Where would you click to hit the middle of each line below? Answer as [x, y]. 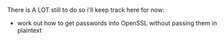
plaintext [30, 30]
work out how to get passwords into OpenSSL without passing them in [117, 23]
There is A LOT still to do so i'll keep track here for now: [86, 10]
